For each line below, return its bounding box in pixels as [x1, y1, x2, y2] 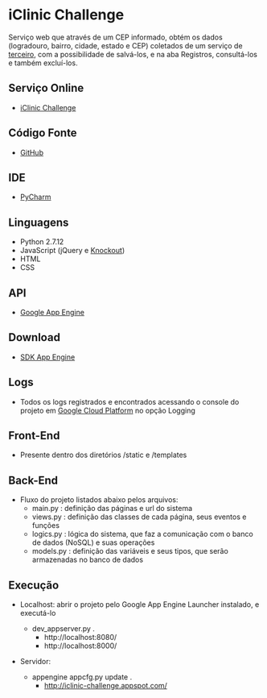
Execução [8, 578, 60, 592]
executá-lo [19, 609, 56, 618]
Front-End [8, 429, 60, 442]
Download [8, 330, 60, 344]
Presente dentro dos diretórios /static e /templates [19, 450, 187, 460]
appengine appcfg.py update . [31, 672, 133, 682]
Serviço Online [8, 81, 84, 95]
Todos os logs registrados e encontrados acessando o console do [19, 397, 240, 406]
